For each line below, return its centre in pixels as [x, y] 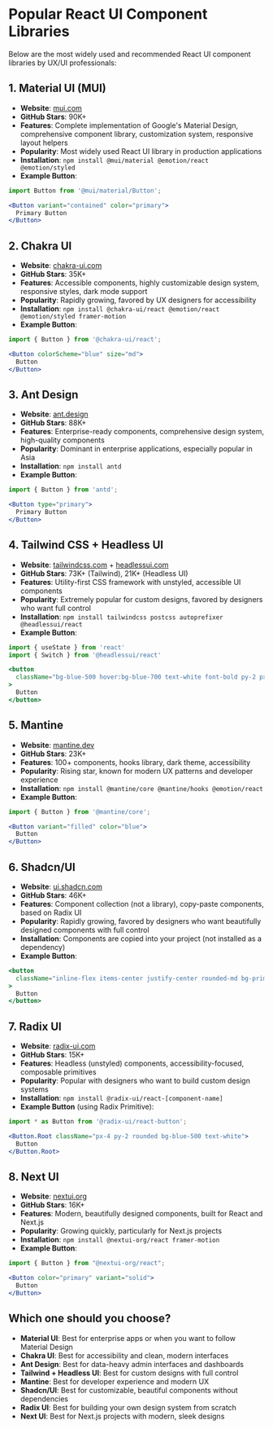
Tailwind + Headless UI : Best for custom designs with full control [129, 1373]
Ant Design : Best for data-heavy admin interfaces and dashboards [132, 1364]
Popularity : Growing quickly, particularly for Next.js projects [121, 1231]
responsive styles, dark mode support [84, 292]
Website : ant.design [54, 414]
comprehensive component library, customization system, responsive [136, 134]
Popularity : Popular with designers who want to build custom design [135, 1081]
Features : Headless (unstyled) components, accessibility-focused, [132, 1063]
